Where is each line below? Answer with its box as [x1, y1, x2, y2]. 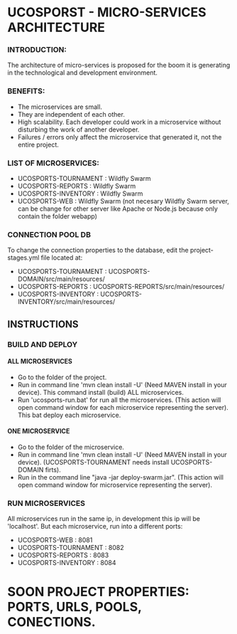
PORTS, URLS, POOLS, [7, 598, 142, 615]
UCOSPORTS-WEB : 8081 [17, 536, 93, 544]
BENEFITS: [7, 86, 45, 96]
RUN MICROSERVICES [7, 499, 85, 509]
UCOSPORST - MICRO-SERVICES [7, 4, 207, 21]
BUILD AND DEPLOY [7, 339, 78, 349]
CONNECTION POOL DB [7, 230, 91, 239]
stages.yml [7, 253, 40, 262]
